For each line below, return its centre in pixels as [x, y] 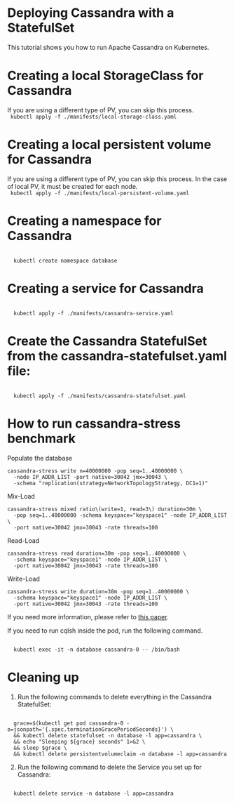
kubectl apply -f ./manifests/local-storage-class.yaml [94, 117]
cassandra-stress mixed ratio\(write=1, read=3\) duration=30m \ [104, 509]
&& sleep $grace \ [41, 748]
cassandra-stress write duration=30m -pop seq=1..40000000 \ [98, 591]
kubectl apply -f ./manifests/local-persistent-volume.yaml [100, 193]
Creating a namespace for [84, 221]
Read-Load [23, 540]
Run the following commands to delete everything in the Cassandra [115, 697]
